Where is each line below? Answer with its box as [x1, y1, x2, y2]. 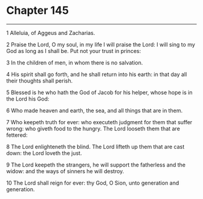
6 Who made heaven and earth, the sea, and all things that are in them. [6, 107, 183, 114]
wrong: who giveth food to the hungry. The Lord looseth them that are [6, 125, 180, 132]
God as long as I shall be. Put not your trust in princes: [6, 47, 141, 54]
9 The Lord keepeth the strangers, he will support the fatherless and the [6, 161, 186, 168]
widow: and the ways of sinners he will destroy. [6, 167, 124, 175]
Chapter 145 [6, 4, 69, 17]
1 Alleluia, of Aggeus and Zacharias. [6, 29, 95, 36]
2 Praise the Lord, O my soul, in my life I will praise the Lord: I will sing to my [6, 40, 195, 48]
